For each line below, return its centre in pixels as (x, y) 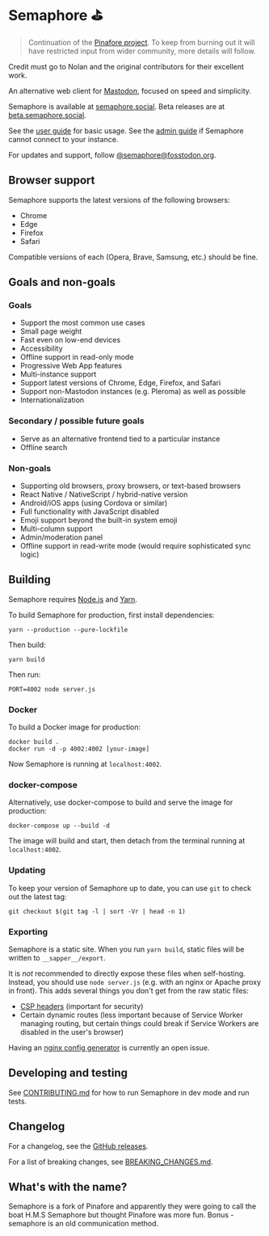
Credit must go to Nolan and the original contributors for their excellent (126, 66)
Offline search (44, 447)
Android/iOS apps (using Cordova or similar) (94, 503)
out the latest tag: (38, 897)
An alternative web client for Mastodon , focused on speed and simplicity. (130, 90)
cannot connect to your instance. (63, 139)
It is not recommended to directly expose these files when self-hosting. (127, 973)
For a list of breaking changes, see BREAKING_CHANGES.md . (111, 1162)
